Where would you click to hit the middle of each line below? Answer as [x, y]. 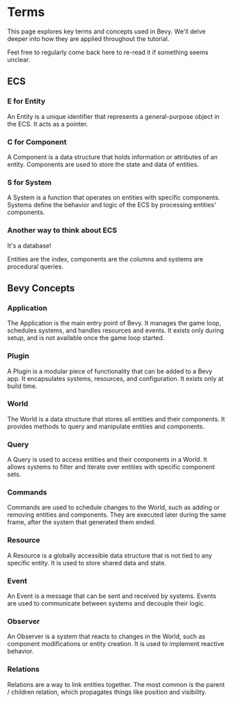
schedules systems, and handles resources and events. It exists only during [116, 330]
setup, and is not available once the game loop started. [86, 338]
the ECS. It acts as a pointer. [48, 124]
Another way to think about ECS [62, 230]
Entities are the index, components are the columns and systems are [105, 259]
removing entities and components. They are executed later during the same [117, 515]
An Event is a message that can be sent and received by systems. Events [112, 596]
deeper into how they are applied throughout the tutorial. [88, 38]
